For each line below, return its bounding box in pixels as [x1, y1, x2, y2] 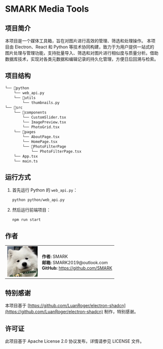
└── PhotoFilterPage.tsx [31, 149, 82, 154]
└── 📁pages [14, 129, 36, 135]
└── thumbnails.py [22, 100, 60, 105]
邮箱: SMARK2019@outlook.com [42, 259, 108, 265]
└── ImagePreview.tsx [22, 119, 67, 125]
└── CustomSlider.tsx [22, 115, 67, 120]
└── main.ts [14, 158, 38, 164]
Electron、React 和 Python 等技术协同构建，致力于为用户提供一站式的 [14, 44, 155, 50]
